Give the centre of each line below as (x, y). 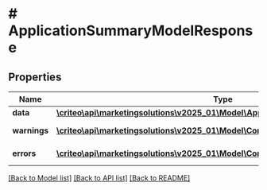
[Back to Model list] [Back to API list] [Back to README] (99, 178)
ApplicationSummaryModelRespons (131, 31)
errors (24, 153)
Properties (35, 77)
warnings (31, 130)
